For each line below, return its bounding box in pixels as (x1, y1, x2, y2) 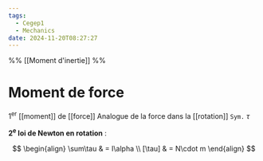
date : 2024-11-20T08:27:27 (8, 33, 98, 42)
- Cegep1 (15, 19, 45, 27)
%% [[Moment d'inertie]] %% (8, 56, 106, 65)
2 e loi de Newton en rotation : (8, 127, 108, 138)
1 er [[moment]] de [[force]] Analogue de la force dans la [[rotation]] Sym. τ (8, 110, 250, 120)
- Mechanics (15, 26, 56, 34)
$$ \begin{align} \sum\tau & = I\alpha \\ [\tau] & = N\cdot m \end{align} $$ (12, 143, 256, 153)
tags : (8, 11, 26, 20)
